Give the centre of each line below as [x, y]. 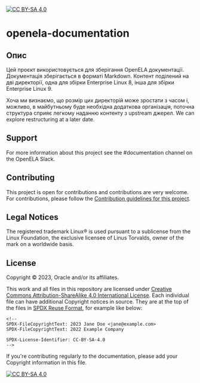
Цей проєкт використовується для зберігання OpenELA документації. [95, 70]
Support [22, 138]
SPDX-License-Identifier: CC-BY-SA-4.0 [56, 340]
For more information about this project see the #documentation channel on [99, 152]
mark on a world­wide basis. [40, 244]
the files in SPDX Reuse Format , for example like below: [74, 308]
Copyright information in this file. [47, 363]
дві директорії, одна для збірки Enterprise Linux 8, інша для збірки [90, 82]
